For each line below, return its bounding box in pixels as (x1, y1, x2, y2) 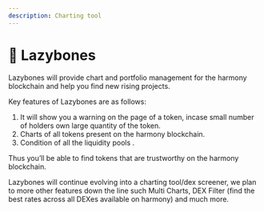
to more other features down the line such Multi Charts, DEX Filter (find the (8, 186, 255, 195)
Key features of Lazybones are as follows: (8, 97, 146, 106)
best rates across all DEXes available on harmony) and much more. (8, 194, 230, 204)
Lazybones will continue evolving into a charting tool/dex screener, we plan (8, 177, 257, 186)
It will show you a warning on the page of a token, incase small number (19, 112, 254, 122)
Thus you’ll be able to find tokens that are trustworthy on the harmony (8, 153, 239, 162)
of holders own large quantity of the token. (19, 121, 162, 130)
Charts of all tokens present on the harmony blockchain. (19, 129, 206, 138)
